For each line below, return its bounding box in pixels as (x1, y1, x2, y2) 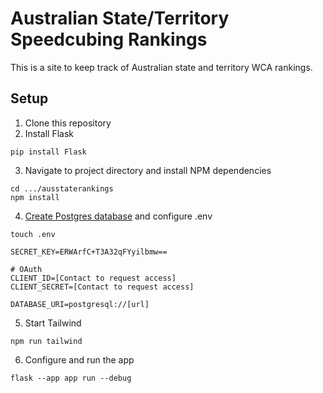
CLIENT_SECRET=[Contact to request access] (10, 282, 195, 292)
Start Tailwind (24, 317, 82, 329)
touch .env (10, 229, 56, 239)
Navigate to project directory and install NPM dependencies (24, 164, 272, 176)
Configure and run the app (24, 353, 135, 366)
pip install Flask (10, 147, 87, 157)
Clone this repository (24, 117, 112, 129)
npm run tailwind (10, 336, 83, 346)
